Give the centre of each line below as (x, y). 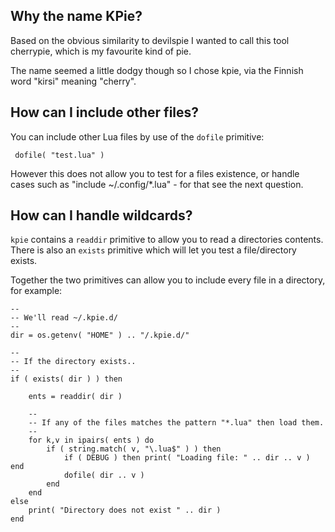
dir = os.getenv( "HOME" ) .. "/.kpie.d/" (100, 335)
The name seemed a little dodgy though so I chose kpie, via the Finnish (157, 70)
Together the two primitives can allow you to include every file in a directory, (168, 280)
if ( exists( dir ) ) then (66, 379)
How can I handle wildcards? (101, 215)
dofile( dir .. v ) (104, 475)
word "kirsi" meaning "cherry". (73, 81)
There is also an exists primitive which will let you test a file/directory (153, 250)
